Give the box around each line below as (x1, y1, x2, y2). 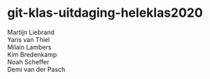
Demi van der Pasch (7, 65, 66, 73)
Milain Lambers (7, 43, 52, 51)
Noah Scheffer (7, 57, 50, 66)
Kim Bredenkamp (7, 50, 57, 59)
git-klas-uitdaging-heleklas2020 (7, 5, 203, 21)
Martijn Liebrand (7, 28, 55, 36)
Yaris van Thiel (7, 35, 50, 43)
